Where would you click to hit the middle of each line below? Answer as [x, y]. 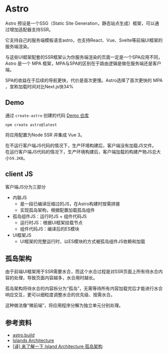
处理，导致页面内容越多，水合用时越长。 [56, 278]
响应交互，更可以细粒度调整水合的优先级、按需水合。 [60, 295]
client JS [19, 174]
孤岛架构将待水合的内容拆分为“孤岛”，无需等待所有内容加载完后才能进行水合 [84, 288]
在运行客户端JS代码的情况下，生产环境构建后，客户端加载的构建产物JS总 [81, 151]
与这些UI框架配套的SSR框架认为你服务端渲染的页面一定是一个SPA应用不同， [84, 57]
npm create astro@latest [31, 125]
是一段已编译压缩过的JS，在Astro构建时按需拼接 [70, 204]
